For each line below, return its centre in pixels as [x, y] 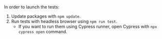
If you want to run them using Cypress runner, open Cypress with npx [88, 26]
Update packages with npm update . [46, 16]
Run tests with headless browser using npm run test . [64, 21]
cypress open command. [43, 32]
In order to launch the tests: [32, 7]
